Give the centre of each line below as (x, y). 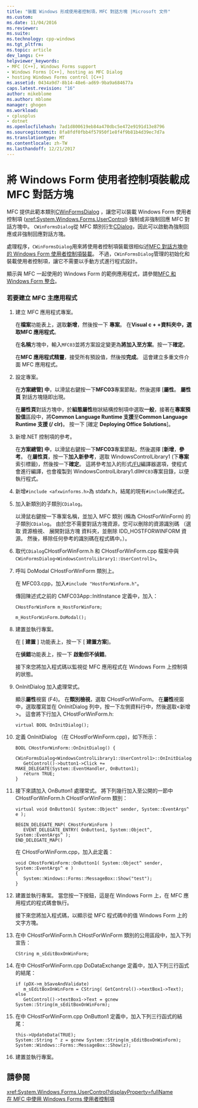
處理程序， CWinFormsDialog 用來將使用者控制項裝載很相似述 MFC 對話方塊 (95, 247)
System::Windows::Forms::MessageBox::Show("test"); (88, 878)
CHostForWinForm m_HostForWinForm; (59, 607)
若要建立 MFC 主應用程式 (42, 298)
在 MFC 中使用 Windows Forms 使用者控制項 (61, 1099)
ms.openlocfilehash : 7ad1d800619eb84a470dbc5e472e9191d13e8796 (86, 127)
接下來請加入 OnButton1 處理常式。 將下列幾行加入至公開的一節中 (94, 791)
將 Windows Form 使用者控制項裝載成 (98, 180)
